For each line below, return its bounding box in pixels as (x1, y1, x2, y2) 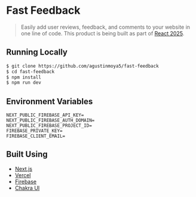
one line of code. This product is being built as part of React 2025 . (20, 29, 185, 37)
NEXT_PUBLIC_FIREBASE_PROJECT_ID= (6, 123, 93, 129)
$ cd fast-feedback (6, 68, 55, 75)
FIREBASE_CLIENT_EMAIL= (6, 133, 66, 140)
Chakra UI (14, 184, 40, 192)
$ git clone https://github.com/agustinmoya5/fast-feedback (6, 63, 160, 69)
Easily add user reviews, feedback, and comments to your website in (20, 23, 190, 31)
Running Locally (6, 47, 68, 57)
